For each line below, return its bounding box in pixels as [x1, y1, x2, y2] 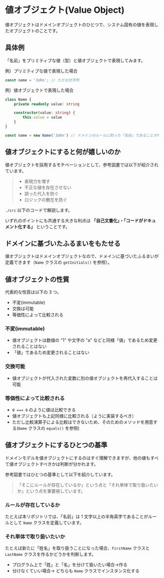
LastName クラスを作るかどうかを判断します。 [5, 552, 96, 557]
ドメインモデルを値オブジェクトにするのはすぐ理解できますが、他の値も [5, 455, 150, 461]
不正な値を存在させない [24, 184, 72, 190]
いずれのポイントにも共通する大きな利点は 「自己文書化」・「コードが [5, 217, 143, 223]
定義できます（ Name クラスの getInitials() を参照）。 [5, 260, 112, 265]
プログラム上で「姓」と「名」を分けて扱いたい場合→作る [12, 562, 128, 568]
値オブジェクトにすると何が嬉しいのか [5, 148, 121, 156]
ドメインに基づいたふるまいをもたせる [5, 239, 121, 248]
